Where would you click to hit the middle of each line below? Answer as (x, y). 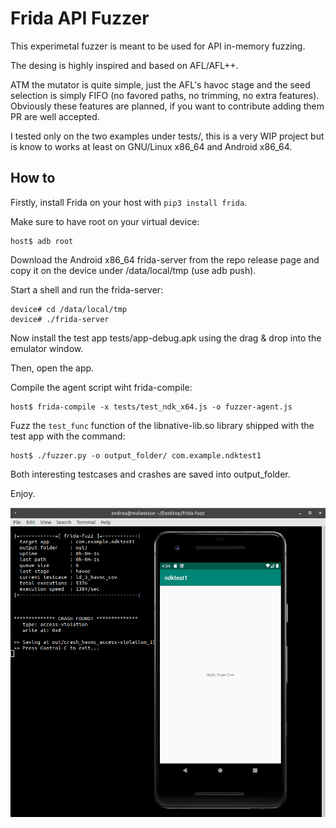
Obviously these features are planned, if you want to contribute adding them (167, 106)
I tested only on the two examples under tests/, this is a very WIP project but (167, 136)
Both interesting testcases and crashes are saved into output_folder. (150, 474)
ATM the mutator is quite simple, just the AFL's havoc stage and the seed (160, 84)
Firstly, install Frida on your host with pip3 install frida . (129, 202)
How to (33, 178)
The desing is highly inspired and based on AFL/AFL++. (124, 65)
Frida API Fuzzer (80, 18)
